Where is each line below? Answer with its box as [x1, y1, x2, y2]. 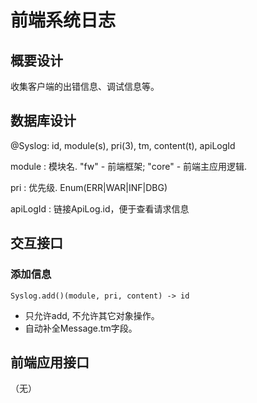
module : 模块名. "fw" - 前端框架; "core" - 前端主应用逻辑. [10, 160, 248, 172]
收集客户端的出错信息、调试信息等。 [10, 81, 160, 92]
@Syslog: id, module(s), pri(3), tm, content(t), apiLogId [10, 139, 236, 151]
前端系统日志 [10, 9, 117, 32]
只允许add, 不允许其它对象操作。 [24, 309, 160, 321]
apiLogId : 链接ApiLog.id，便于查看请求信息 [10, 202, 190, 215]
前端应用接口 [10, 354, 90, 371]
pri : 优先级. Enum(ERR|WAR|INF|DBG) [10, 181, 168, 193]
